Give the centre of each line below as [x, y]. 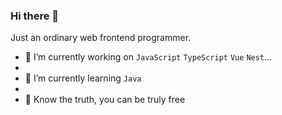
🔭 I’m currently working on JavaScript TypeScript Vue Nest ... [148, 57]
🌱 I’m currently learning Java [83, 78]
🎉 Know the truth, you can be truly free [105, 100]
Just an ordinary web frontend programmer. [101, 38]
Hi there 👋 [35, 16]
